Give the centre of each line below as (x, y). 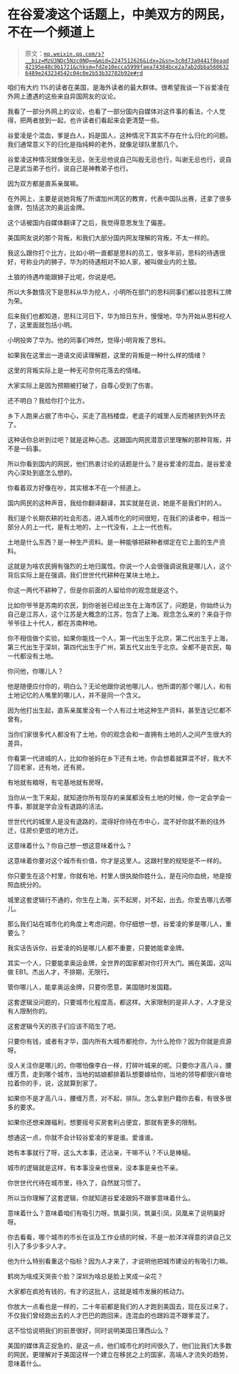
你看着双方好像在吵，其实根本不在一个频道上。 (76, 488)
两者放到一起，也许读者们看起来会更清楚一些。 (95, 120)
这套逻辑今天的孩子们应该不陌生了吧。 (63, 1026)
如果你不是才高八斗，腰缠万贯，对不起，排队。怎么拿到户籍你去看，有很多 (116, 1098)
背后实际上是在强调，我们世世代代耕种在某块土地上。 (85, 575)
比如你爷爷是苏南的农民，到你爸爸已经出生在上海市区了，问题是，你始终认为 (119, 605)
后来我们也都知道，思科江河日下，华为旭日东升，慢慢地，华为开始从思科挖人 (119, 316)
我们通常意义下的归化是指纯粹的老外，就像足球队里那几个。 (95, 144)
